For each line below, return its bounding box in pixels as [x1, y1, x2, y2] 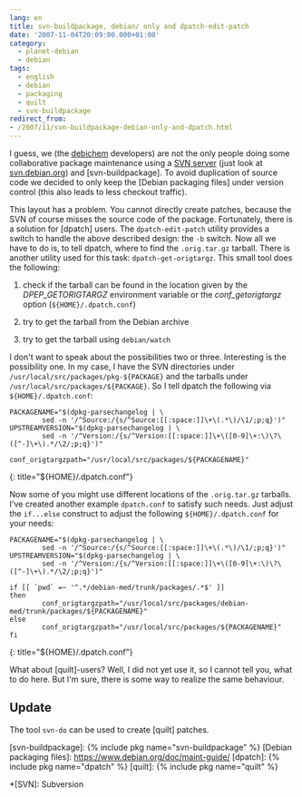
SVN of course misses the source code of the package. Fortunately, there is [9, 214, 293, 224]
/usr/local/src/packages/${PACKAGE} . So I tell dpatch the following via [9, 380, 272, 391]
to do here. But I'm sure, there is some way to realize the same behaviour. [9, 674, 285, 684]
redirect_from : [9, 114, 67, 123]
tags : [9, 64, 30, 74]
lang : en [9, 13, 43, 23]
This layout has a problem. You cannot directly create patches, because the [9, 204, 292, 214]
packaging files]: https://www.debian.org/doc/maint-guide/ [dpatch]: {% [9, 751, 280, 763]
